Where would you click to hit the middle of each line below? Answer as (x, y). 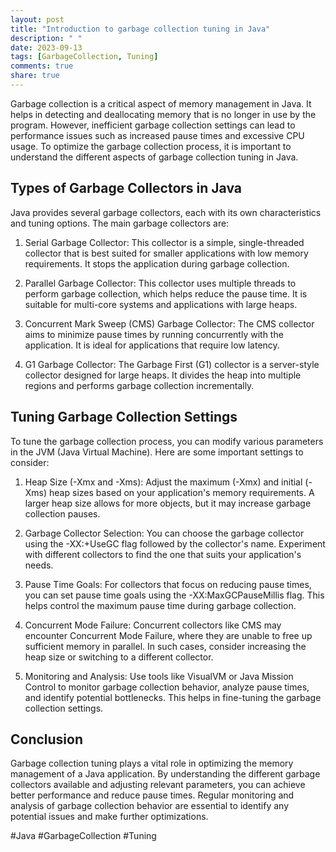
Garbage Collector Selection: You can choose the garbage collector (164, 533)
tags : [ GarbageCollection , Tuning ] (84, 57)
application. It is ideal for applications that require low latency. (152, 345)
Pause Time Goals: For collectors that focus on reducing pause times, (168, 584)
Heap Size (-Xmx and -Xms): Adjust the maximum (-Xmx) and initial (163, 482)
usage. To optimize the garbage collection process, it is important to (151, 146)
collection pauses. (62, 513)
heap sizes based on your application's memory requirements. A (182, 492)
